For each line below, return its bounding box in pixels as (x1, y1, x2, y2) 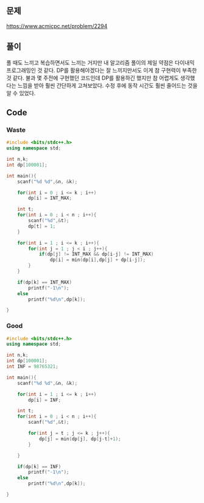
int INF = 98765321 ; (6, 363, 59, 370)
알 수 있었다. (6, 89, 36, 96)
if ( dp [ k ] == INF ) (17, 463, 62, 469)
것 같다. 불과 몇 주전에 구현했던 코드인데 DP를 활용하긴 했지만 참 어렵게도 (6, 74, 179, 81)
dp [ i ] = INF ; (28, 397, 62, 403)
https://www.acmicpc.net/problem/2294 (6, 22, 108, 29)
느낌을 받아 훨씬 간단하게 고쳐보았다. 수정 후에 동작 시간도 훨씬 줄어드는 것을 (17, 82, 198, 89)
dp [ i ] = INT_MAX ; (28, 195, 72, 201)
